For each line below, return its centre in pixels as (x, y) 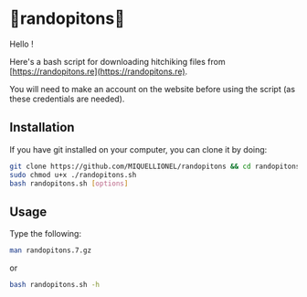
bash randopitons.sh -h (55, 285)
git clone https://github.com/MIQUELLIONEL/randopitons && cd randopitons (155, 166)
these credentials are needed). (67, 99)
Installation (42, 127)
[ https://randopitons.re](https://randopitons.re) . (99, 71)
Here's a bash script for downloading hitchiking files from (117, 61)
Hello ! (21, 44)
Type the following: (46, 234)
